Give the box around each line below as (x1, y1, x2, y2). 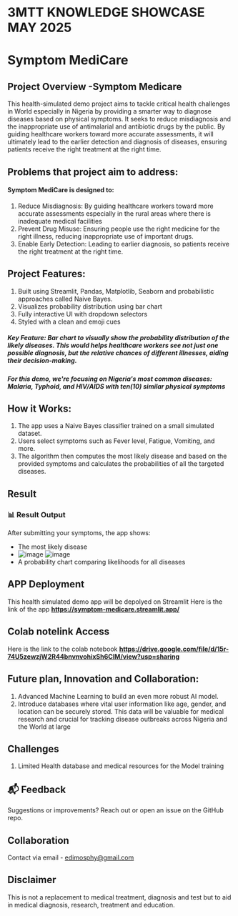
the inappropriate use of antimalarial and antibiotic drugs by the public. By (7, 122, 225, 131)
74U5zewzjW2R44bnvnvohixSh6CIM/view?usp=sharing (7, 652, 180, 661)
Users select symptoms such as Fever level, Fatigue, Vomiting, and (17, 437, 215, 445)
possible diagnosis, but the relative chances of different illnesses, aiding (7, 349, 229, 357)
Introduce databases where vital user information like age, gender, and (17, 700, 227, 708)
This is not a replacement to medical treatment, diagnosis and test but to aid (7, 892, 232, 901)
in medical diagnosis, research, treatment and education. (7, 900, 175, 909)
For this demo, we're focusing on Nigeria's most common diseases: (7, 374, 213, 383)
